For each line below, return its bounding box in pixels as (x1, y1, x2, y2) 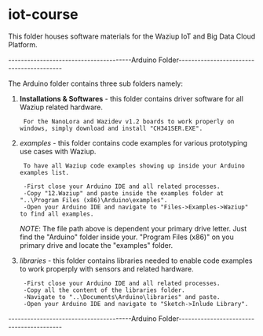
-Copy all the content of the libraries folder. (23, 286, 186, 294)
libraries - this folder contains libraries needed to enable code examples (19, 256, 253, 265)
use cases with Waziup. (19, 146, 97, 156)
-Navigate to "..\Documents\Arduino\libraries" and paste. (23, 293, 221, 301)
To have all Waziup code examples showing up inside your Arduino (23, 161, 245, 170)
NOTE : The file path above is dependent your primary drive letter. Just (19, 223, 247, 233)
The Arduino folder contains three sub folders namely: (8, 79, 183, 88)
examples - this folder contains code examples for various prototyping (19, 138, 248, 147)
